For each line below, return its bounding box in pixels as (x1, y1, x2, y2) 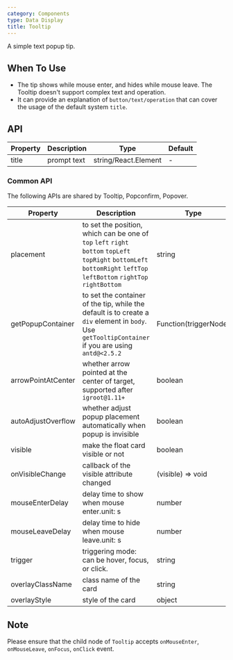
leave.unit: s (82, 536, 121, 545)
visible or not (82, 449, 125, 459)
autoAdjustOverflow (10, 416, 76, 426)
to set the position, (82, 220, 143, 230)
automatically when (82, 421, 146, 431)
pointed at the (82, 368, 128, 377)
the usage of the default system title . (17, 103, 128, 111)
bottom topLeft (82, 247, 130, 256)
